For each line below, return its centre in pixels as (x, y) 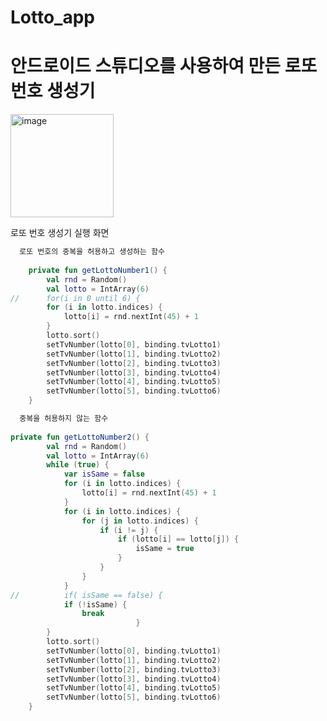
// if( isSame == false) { (86, 595)
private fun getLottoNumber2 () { (80, 437)
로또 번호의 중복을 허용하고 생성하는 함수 (92, 252)
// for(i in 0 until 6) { (75, 298)
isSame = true (165, 549)
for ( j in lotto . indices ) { (140, 521)
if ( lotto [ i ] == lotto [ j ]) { (178, 539)
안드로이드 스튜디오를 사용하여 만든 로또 (164, 66)
